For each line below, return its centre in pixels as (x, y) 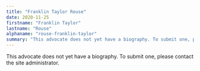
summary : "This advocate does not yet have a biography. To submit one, (98, 39)
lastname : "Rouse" (29, 28)
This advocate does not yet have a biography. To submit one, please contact (100, 56)
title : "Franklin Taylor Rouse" (46, 12)
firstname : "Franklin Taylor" (44, 23)
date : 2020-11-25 (28, 17)
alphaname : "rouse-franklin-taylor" (51, 34)
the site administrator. (33, 63)
